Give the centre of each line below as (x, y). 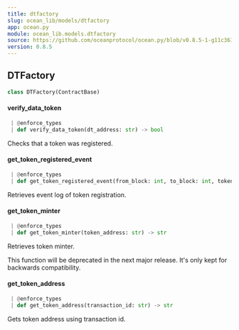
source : (19, 40)
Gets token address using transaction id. (67, 319)
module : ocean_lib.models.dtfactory (62, 34)
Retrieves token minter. (41, 246)
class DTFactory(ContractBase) (54, 92)
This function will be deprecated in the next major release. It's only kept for (117, 260)
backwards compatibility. (44, 268)
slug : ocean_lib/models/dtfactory (59, 21)
